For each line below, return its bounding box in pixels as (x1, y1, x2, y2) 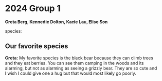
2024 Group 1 (5, 3, 61, 14)
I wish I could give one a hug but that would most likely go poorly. (5, 70, 136, 76)
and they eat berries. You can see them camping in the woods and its (5, 60, 144, 66)
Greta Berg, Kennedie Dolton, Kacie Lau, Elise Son (5, 19, 108, 25)
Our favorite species (5, 42, 68, 51)
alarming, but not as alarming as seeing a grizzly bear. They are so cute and (5, 65, 157, 71)
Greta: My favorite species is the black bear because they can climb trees (5, 55, 153, 61)
